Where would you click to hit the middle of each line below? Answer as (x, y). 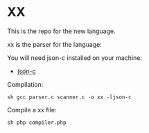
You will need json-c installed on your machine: (74, 58)
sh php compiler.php (37, 122)
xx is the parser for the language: (54, 44)
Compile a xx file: (32, 110)
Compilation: (25, 84)
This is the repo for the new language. (61, 31)
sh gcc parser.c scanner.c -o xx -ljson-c (69, 97)
